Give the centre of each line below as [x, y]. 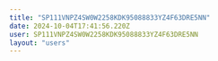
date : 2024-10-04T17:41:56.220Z [70, 26]
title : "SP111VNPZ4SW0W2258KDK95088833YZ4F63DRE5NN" [110, 17]
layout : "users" [39, 43]
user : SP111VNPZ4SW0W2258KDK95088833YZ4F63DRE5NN [104, 34]
